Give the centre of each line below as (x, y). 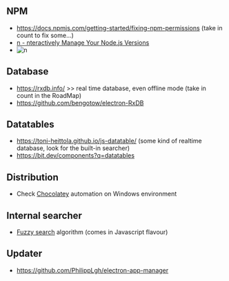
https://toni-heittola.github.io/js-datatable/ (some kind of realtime (109, 141)
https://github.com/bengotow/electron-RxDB (80, 103)
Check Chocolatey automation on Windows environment (97, 194)
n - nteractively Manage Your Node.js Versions (83, 42)
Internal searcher (44, 215)
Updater (24, 254)
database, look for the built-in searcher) (73, 148)
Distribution (33, 177)
